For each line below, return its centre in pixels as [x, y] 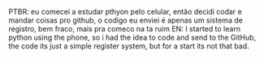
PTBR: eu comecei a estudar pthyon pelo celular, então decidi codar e [125, 12]
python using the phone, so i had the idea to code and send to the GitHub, [132, 37]
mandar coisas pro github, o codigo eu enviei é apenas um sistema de [126, 20]
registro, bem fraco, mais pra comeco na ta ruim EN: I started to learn [125, 29]
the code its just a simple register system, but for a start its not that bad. [129, 46]
